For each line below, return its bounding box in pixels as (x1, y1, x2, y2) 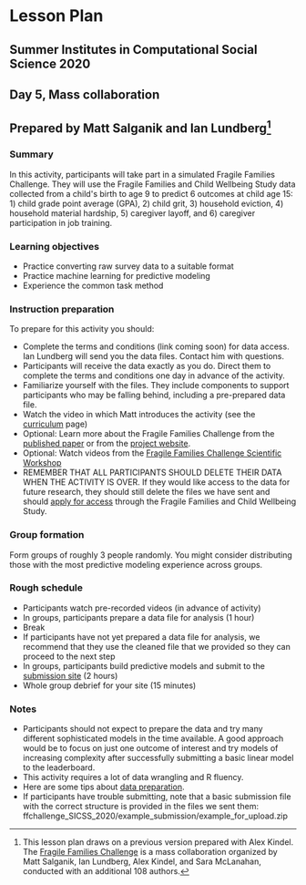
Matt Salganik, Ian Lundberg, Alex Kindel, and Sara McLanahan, (22, 856, 262, 867)
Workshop (22, 458, 62, 468)
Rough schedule (9, 581, 84, 594)
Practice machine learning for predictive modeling (22, 270, 211, 281)
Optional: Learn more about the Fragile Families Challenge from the (22, 428, 275, 439)
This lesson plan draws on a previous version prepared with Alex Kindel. (22, 837, 294, 848)
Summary (9, 148, 55, 160)
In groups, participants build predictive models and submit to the (22, 660, 266, 671)
